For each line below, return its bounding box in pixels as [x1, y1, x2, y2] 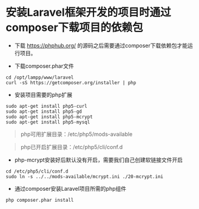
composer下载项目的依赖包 [5, 21, 143, 35]
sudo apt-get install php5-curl [5, 103, 87, 109]
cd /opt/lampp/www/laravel [5, 74, 74, 81]
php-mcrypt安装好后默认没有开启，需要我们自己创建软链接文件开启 [14, 156, 183, 164]
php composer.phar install [5, 197, 74, 203]
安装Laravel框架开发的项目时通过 [5, 5, 171, 19]
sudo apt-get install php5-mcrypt [5, 113, 93, 120]
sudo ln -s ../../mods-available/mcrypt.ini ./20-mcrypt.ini [5, 173, 164, 179]
